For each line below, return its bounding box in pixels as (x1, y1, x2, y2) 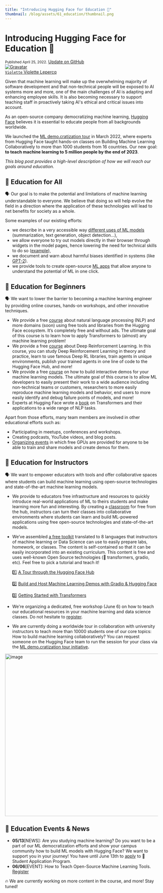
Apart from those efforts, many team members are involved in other (5, 414, 140, 420)
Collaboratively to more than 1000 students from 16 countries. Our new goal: (5, 144, 158, 150)
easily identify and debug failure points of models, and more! (12, 395, 134, 401)
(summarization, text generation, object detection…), (12, 232, 117, 238)
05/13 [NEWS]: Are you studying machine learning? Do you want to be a (12, 838, 156, 843)
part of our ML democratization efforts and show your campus (12, 842, 137, 848)
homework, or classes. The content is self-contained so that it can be (12, 544, 151, 550)
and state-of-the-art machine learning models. (5, 484, 98, 490)
